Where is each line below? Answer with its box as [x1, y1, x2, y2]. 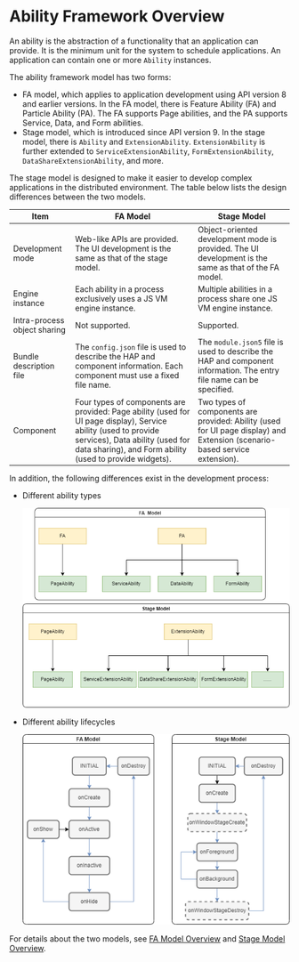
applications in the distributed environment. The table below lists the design [9, 182, 287, 192]
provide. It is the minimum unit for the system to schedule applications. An [9, 44, 281, 55]
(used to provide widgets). [75, 453, 172, 464]
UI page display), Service [75, 416, 167, 426]
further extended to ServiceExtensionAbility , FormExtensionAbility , [21, 145, 274, 157]
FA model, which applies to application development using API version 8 [21, 89, 287, 100]
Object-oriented [197, 224, 258, 235]
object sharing [12, 325, 67, 335]
